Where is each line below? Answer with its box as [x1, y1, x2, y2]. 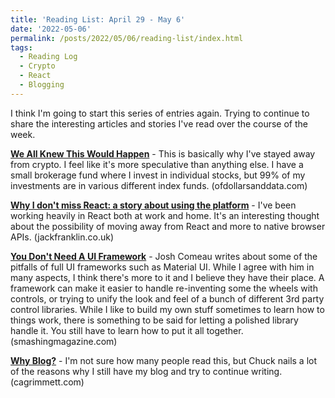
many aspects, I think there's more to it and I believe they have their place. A [10, 271, 325, 283]
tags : [10, 42, 33, 53]
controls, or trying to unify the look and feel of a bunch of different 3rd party [10, 292, 325, 305]
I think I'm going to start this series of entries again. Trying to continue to [10, 107, 310, 119]
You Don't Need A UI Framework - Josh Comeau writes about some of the [10, 250, 318, 262]
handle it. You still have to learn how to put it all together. [10, 324, 244, 336]
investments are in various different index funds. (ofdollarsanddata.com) [10, 179, 308, 191]
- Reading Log [19, 52, 78, 62]
